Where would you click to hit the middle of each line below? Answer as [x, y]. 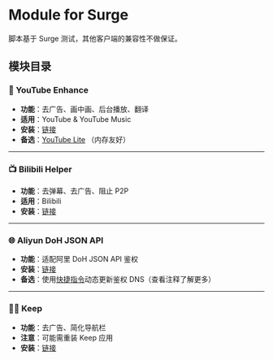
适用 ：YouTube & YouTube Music [76, 119]
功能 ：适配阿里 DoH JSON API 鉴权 [79, 259]
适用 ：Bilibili [41, 201]
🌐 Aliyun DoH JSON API [56, 240]
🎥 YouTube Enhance [49, 90]
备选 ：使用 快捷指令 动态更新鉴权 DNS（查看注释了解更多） [118, 280]
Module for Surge [68, 15]
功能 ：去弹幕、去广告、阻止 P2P [74, 191]
